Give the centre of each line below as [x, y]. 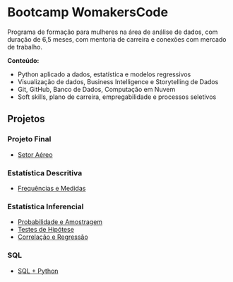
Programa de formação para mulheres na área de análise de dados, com [113, 32]
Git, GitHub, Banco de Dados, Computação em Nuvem [96, 89]
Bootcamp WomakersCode [88, 12]
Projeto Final [29, 139]
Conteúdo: [23, 60]
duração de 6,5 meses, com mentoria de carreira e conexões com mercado [117, 39]
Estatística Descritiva [45, 172]
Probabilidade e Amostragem [60, 222]
